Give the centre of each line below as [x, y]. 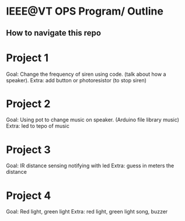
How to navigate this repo [53, 33]
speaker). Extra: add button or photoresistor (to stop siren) [76, 80]
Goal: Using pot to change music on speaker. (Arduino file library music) [93, 120]
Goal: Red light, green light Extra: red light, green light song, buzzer [87, 212]
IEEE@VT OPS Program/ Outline [85, 11]
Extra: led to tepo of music [38, 126]
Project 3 [28, 150]
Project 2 [28, 104]
